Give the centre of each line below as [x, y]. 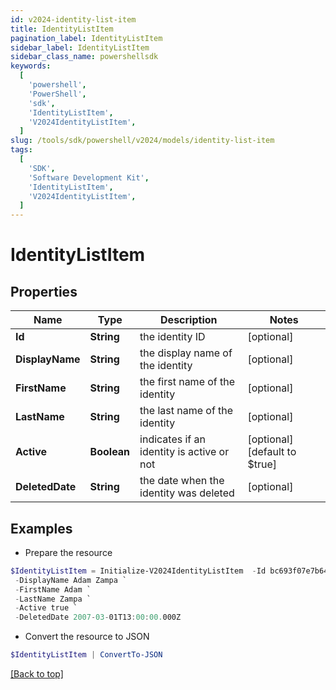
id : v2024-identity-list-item [73, 19]
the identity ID [172, 337]
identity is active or [184, 452]
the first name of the [187, 382]
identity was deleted [187, 493]
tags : [21, 150]
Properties [44, 291]
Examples [41, 528]
